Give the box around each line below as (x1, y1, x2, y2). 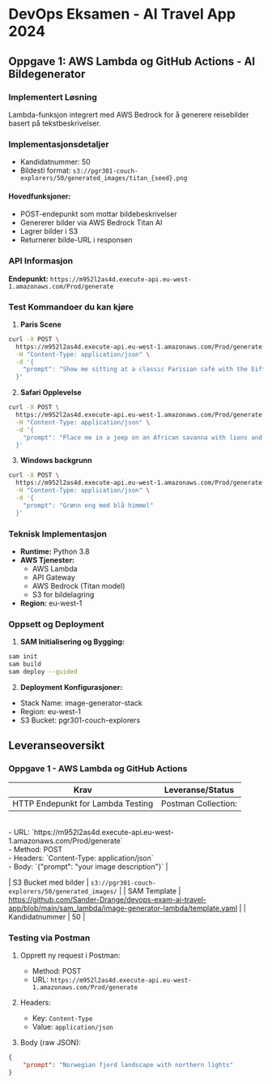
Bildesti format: (19, 165, 71, 175)
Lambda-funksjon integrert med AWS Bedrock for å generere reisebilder (8, 109, 249, 119)
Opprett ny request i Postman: (19, 950, 121, 960)
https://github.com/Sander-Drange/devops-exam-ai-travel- (8, 894, 206, 904)
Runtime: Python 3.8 (19, 546, 91, 556)
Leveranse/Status (164, 784, 235, 795)
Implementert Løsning (8, 91, 97, 102)
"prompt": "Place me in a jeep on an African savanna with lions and (23, 433, 263, 442)
